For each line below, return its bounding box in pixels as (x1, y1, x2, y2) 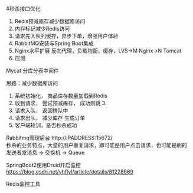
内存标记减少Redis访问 (14, 25, 70, 32)
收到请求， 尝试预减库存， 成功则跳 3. (14, 100, 107, 106)
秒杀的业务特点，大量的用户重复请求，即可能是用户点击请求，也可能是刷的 (6, 142, 187, 149)
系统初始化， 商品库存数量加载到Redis (14, 92, 108, 99)
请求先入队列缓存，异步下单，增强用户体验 (14, 32, 119, 40)
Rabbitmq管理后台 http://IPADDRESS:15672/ (6, 135, 113, 141)
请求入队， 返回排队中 (14, 107, 68, 114)
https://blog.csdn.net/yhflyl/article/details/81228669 (6, 168, 134, 175)
